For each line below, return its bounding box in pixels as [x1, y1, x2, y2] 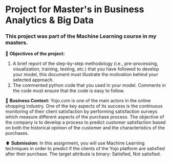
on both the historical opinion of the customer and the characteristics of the [5, 125, 165, 131]
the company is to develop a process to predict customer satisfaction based [5, 119, 166, 126]
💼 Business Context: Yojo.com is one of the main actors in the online [5, 98, 151, 104]
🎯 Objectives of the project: [5, 51, 65, 57]
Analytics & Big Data [5, 14, 94, 26]
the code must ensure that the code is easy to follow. [12, 88, 125, 94]
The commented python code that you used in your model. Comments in [12, 82, 166, 88]
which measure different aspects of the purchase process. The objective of [5, 114, 164, 120]
